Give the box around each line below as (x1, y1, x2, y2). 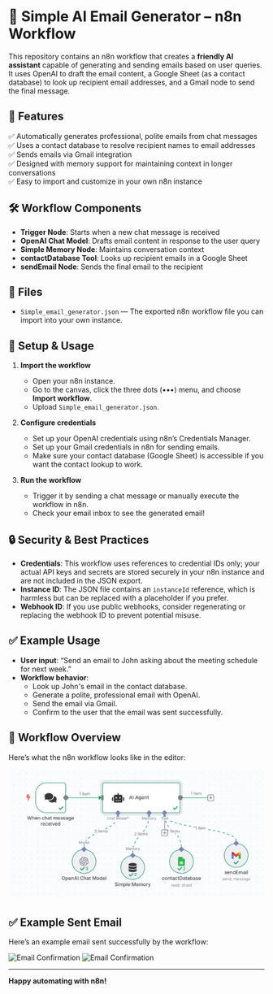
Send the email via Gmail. (32, 698, 118, 708)
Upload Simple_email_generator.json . (32, 402, 160, 412)
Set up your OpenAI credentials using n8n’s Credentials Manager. (32, 434, 251, 444)
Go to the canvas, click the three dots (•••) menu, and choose (32, 385, 241, 395)
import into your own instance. (19, 315, 123, 325)
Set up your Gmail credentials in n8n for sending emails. (32, 442, 220, 452)
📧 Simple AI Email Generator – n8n (8, 7, 242, 26)
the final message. (8, 85, 71, 96)
